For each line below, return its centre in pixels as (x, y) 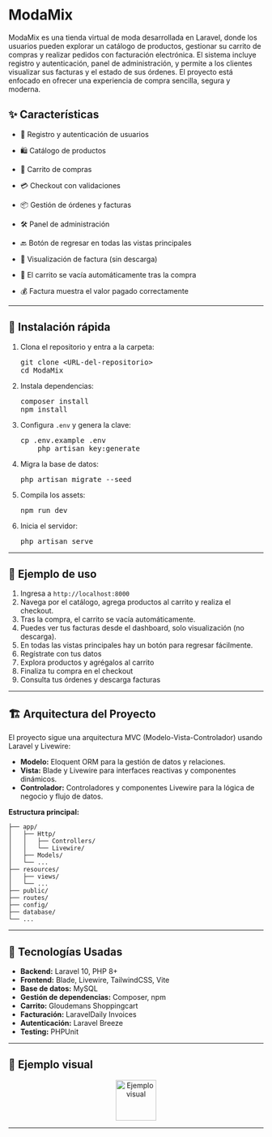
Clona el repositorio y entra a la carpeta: (87, 347)
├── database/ (32, 912)
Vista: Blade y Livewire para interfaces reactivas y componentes (128, 771)
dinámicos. (38, 779)
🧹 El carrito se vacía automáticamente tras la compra (108, 274)
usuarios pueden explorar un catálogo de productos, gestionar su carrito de (135, 45)
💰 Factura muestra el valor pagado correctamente (104, 291)
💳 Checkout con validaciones (70, 185)
